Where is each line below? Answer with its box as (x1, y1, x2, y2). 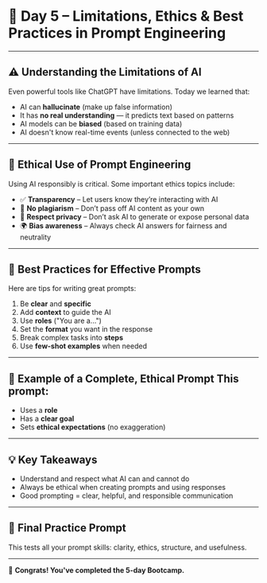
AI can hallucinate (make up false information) (19, 102, 173, 111)
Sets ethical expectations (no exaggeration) (19, 422, 166, 432)
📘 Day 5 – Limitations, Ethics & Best (8, 7, 244, 25)
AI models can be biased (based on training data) (19, 119, 183, 128)
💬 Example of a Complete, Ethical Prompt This (8, 371, 239, 385)
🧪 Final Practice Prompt (8, 521, 126, 535)
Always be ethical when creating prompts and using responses (19, 483, 226, 492)
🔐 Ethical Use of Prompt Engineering (8, 158, 192, 172)
